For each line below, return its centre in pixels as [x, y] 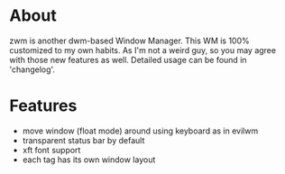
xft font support [51, 150]
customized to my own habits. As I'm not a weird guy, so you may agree [143, 50]
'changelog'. [32, 69]
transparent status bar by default [83, 140]
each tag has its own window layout [89, 160]
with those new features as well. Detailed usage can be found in [128, 60]
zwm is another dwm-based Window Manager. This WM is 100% [129, 41]
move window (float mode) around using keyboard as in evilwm [140, 131]
